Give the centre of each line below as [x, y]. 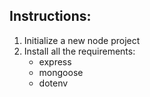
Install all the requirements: [79, 51]
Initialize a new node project [82, 40]
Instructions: [50, 16]
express [55, 61]
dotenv [53, 83]
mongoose [61, 72]
